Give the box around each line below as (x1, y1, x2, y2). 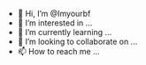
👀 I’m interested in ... (17, 18, 93, 28)
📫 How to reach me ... (17, 47, 100, 56)
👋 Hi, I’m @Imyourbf (17, 9, 91, 18)
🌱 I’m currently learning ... (17, 27, 112, 37)
